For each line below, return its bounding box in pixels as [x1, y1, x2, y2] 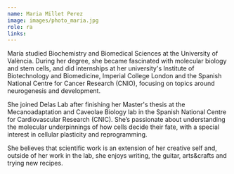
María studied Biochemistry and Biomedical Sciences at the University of [7, 49, 219, 58]
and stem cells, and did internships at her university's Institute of [7, 64, 195, 73]
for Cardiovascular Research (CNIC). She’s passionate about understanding [7, 116, 226, 124]
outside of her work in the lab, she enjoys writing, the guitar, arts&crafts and [7, 151, 227, 160]
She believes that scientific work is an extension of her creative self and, [7, 144, 218, 152]
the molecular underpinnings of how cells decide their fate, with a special [7, 123, 220, 131]
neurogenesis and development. [7, 87, 100, 95]
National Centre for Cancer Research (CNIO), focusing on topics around [7, 79, 216, 88]
